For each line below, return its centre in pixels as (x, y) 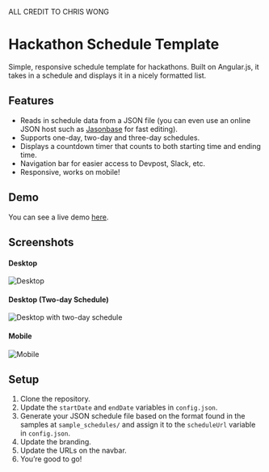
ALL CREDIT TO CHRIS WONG (59, 12)
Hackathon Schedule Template (114, 45)
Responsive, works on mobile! (70, 172)
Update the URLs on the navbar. (73, 451)
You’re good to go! (51, 459)
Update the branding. (55, 442)
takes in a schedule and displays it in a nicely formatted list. (107, 75)
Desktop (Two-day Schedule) (59, 300)
